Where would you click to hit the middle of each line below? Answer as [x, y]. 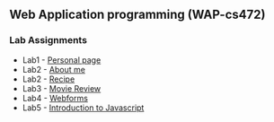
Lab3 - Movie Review [62, 88]
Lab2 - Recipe [49, 79]
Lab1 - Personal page [62, 60]
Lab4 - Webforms [55, 98]
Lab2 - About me [53, 69]
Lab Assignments [49, 40]
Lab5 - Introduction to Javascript [83, 108]
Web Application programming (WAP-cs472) [137, 15]
